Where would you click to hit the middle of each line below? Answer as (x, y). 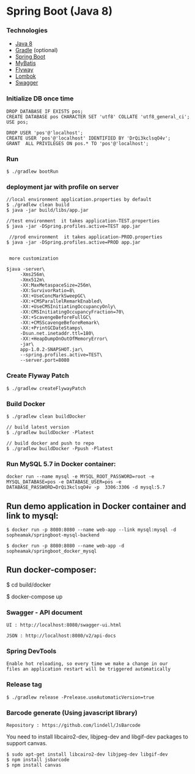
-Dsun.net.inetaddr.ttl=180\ (57, 334)
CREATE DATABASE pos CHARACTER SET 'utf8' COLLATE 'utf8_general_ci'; (98, 117)
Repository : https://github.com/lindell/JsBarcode (73, 726)
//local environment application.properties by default (79, 200)
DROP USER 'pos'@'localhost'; (45, 133)
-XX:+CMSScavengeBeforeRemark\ (60, 323)
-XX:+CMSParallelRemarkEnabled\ (61, 301)
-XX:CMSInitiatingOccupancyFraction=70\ (72, 312)
